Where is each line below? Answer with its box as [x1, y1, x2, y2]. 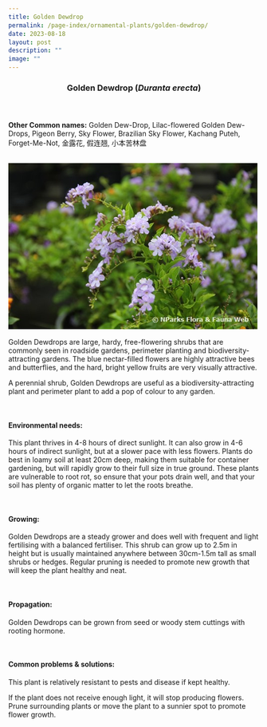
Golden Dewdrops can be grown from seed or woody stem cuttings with [8, 617, 245, 626]
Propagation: [8, 599, 53, 609]
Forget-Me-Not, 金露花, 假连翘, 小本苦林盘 [8, 138, 147, 148]
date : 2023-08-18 [8, 30, 66, 38]
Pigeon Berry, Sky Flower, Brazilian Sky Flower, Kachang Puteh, [31, 128, 241, 138]
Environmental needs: [8, 420, 83, 430]
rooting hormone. [8, 626, 65, 635]
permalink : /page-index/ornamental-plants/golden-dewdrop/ [8, 21, 209, 30]
